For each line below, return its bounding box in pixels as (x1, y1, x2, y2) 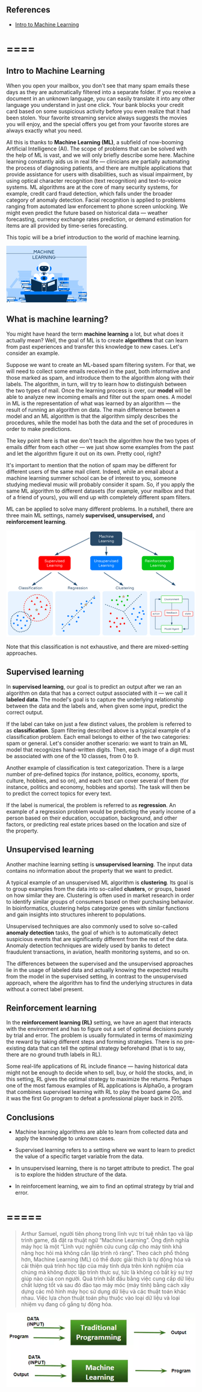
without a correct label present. (6, 985, 84, 992)
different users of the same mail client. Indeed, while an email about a (6, 468, 179, 475)
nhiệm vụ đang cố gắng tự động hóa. (20, 1301, 113, 1308)
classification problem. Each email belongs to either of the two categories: (6, 733, 191, 740)
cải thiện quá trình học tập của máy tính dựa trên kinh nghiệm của (20, 1262, 184, 1269)
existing (6, 1044, 26, 1052)
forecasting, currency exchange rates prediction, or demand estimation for (6, 216, 191, 223)
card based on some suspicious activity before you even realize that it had (6, 107, 191, 115)
